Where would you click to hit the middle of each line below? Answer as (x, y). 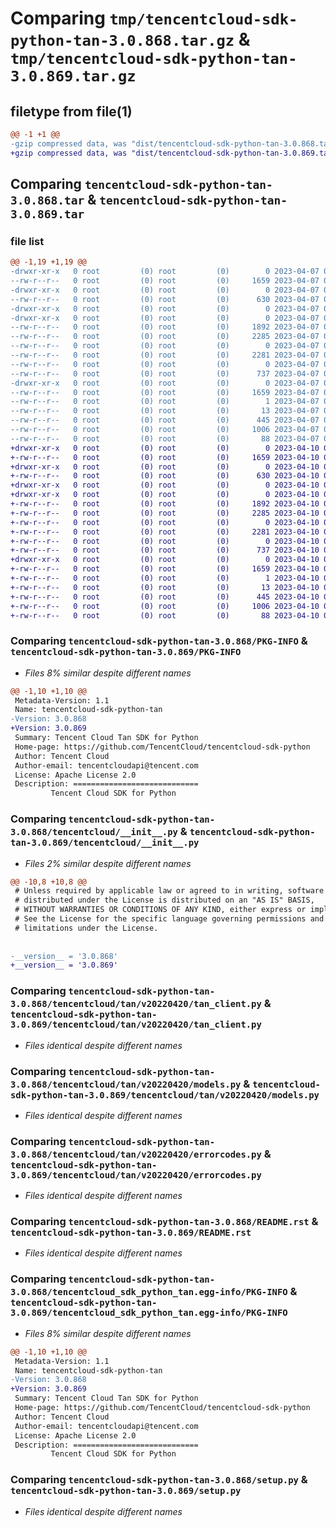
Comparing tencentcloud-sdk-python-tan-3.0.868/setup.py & (159, 1480)
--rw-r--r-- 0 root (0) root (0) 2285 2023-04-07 (165, 337)
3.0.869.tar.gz (73, 76)
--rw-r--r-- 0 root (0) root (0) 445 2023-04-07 (165, 420)
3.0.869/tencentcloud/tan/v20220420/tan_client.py (136, 1025)
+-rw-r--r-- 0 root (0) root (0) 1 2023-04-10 (165, 578)
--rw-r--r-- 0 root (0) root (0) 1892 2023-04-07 (165, 327)
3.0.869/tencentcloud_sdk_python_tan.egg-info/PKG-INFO (149, 1313)
